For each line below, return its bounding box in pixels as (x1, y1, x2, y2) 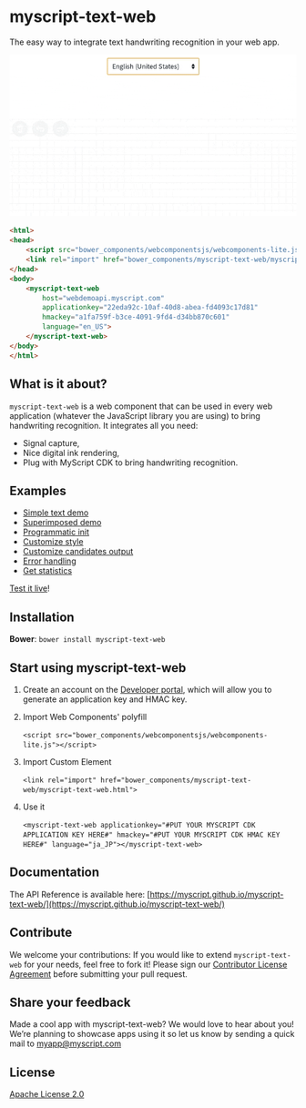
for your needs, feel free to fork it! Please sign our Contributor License (24, 959, 288, 970)
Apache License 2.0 (9, 1089, 85, 1100)
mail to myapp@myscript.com (9, 1038, 121, 1049)
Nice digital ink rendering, (22, 447, 120, 458)
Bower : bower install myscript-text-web (9, 634, 166, 645)
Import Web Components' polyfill (22, 711, 148, 722)
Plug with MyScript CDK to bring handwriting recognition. (22, 457, 239, 468)
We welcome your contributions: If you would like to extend (9, 949, 232, 960)
